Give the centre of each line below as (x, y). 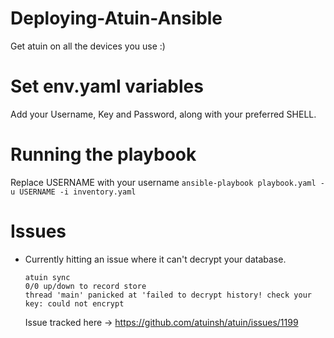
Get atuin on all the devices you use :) (88, 46)
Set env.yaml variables (107, 86)
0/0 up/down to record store (85, 286)
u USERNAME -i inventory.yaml (73, 192)
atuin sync (47, 277)
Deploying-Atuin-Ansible (116, 18)
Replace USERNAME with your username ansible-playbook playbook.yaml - (167, 182)
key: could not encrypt (74, 303)
